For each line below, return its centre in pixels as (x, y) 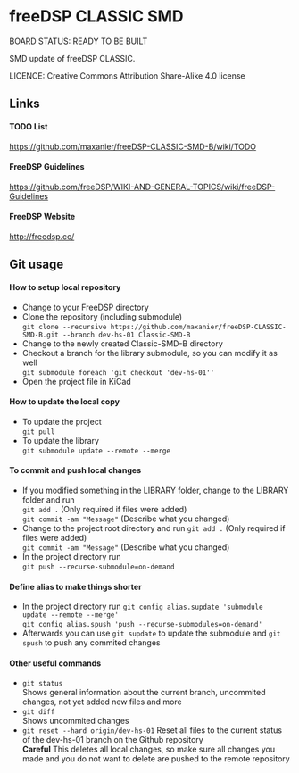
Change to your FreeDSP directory (85, 307)
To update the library (61, 440)
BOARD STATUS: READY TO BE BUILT (79, 41)
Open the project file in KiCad (76, 381)
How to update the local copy (65, 402)
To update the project (62, 421)
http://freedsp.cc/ (42, 236)
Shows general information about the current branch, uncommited (144, 693)
